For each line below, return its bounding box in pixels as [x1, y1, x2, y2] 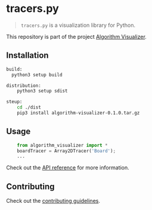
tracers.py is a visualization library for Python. [20, 21, 136, 29]
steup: [6, 99, 23, 105]
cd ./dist [17, 104, 42, 110]
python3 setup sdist [17, 88, 68, 94]
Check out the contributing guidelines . [6, 197, 100, 205]
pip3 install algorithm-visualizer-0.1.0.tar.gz [17, 110, 140, 116]
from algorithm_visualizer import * [17, 142, 108, 148]
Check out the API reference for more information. [6, 164, 129, 171]
